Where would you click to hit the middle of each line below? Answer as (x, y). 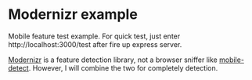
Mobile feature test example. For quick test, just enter (94, 36)
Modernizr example (73, 15)
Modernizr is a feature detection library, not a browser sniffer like (113, 60)
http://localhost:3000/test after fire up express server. (95, 44)
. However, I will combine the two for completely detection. (123, 67)
